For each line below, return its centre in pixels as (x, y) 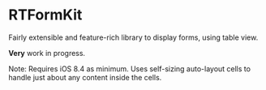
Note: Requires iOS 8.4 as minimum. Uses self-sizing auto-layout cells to (130, 69)
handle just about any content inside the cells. (85, 77)
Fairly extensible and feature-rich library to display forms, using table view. (133, 37)
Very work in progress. (47, 53)
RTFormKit (45, 15)
